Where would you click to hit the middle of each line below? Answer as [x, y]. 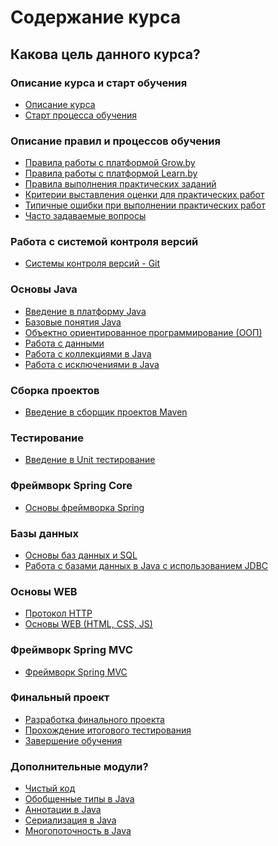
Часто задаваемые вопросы [85, 216]
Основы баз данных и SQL [81, 555]
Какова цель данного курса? [105, 54]
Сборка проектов [55, 390]
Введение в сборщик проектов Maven [106, 412]
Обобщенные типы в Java [79, 799]
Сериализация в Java [70, 820]
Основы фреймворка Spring [84, 507]
